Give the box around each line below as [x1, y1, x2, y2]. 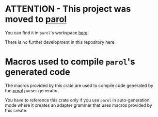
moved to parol [5, 14, 67, 25]
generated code [5, 67, 70, 78]
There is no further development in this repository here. [5, 39, 116, 45]
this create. [5, 107, 28, 113]
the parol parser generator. [5, 87, 59, 93]
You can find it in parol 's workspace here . [5, 30, 89, 35]
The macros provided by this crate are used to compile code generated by [5, 83, 154, 88]
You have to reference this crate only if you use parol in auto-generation [5, 97, 150, 103]
